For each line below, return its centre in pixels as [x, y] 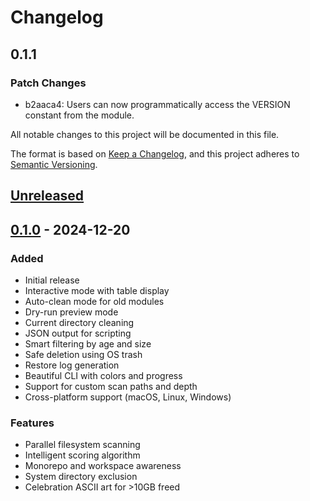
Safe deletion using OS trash [83, 354]
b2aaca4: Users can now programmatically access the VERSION [157, 104]
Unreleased [47, 196]
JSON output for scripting [78, 333]
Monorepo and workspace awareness [103, 466]
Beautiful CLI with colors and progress [103, 375]
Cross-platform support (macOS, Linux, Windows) [128, 397]
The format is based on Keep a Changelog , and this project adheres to [155, 153]
